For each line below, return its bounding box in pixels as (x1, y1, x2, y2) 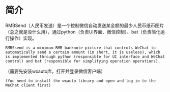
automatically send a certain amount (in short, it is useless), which (5, 49, 160, 55)
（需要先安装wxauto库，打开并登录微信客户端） (5, 68, 106, 74)
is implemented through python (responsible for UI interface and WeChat (5, 54, 165, 59)
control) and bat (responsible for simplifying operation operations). (5, 58, 160, 64)
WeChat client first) (5, 82, 51, 88)
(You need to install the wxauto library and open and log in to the (5, 78, 156, 83)
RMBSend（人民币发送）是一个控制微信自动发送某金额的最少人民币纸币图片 (5, 22, 164, 28)
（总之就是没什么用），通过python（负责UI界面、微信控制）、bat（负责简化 (5, 28, 161, 35)
